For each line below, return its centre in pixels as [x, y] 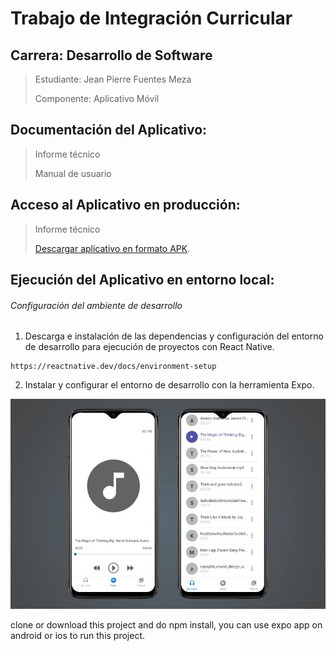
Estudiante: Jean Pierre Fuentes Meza [113, 79]
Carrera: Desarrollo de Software [111, 55]
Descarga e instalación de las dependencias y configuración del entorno [174, 336]
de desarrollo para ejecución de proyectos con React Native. [149, 347]
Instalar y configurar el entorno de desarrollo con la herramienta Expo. [169, 385]
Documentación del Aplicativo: [109, 130]
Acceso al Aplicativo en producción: [125, 205]
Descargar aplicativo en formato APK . [112, 248]
